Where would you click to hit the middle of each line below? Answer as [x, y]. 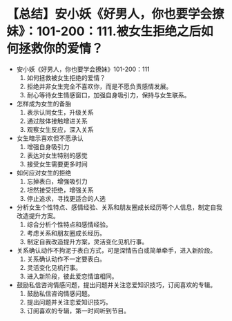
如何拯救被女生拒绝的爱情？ [66, 77]
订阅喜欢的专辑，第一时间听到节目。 [78, 311]
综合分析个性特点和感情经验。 [69, 224]
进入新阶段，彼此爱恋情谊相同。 [72, 276]
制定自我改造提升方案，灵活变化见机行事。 [87, 242]
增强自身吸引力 [48, 146]
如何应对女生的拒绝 [44, 173]
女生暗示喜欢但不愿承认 [50, 138]
